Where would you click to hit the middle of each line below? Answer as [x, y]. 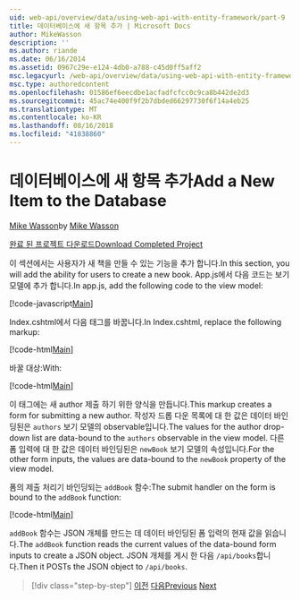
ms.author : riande [43, 51]
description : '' [39, 43]
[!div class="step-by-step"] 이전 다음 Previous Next [124, 585]
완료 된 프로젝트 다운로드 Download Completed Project [106, 244]
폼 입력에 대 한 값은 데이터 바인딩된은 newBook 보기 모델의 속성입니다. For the [142, 449]
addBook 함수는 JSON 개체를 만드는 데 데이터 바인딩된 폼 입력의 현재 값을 [136, 533]
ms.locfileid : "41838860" [57, 134]
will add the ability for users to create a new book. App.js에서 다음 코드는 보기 [150, 274]
